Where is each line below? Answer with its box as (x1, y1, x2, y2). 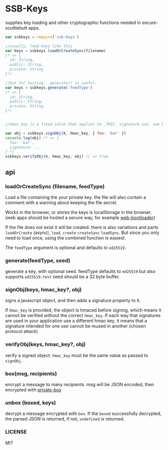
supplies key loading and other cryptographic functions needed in (5, 19, 141, 25)
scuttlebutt (5, 24, 27, 30)
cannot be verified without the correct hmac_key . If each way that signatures (5, 312, 161, 318)
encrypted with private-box (5, 387, 61, 393)
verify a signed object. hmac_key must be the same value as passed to (5, 352, 148, 358)
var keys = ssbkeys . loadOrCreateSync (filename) (5, 48, 106, 53)
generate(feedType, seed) (5, 257, 70, 264)
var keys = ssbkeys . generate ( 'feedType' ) (5, 85, 93, 90)
